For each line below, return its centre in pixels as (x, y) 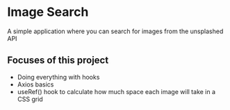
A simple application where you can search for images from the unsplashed (115, 31)
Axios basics (35, 84)
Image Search (48, 12)
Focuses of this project (58, 61)
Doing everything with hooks (58, 77)
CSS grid (30, 99)
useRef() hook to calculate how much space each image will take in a (116, 91)
